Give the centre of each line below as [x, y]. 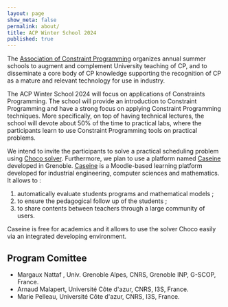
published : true [30, 39]
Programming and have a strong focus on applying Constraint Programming [114, 109]
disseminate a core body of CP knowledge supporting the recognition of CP [114, 74]
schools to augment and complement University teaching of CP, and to [107, 66]
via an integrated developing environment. [67, 236]
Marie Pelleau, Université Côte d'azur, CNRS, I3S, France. [98, 296]
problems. [21, 138]
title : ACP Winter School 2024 [52, 33]
